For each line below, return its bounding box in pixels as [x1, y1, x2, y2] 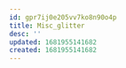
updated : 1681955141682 [9, 37, 98, 47]
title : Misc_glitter [9, 21, 86, 30]
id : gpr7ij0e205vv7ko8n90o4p [9, 12, 117, 22]
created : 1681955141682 [9, 46, 98, 55]
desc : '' [9, 29, 42, 38]
